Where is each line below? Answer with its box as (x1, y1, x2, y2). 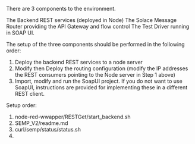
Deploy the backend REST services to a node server (14, 59, 143, 65)
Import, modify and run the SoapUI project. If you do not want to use (14, 77, 183, 84)
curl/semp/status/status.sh (14, 126, 81, 133)
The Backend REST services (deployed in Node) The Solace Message (6, 17, 177, 23)
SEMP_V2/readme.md (14, 120, 68, 127)
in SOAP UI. (6, 29, 34, 36)
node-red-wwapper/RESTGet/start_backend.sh (14, 113, 131, 120)
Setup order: (6, 102, 37, 109)
